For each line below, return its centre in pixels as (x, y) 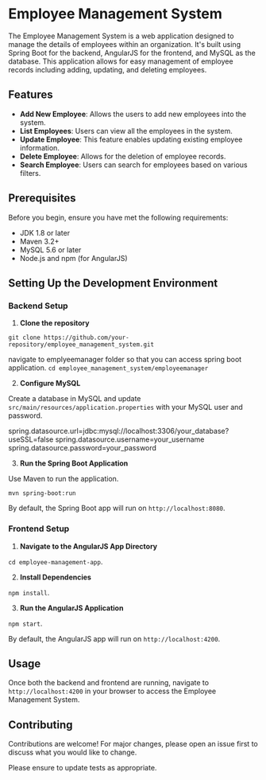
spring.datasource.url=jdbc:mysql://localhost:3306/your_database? (119, 431)
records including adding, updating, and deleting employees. (108, 69)
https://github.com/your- (86, 338)
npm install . (29, 592)
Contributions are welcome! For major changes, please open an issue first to (133, 744)
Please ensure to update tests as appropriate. (83, 768)
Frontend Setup (39, 528)
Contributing (40, 725)
